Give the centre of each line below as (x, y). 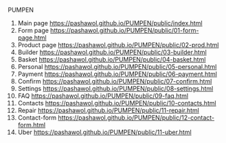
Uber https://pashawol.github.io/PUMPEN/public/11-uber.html (104, 132)
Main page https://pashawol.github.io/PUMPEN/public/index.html (110, 23)
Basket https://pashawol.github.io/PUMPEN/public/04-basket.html (112, 60)
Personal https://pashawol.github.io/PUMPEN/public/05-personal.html (117, 67)
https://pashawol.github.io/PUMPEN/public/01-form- (124, 30)
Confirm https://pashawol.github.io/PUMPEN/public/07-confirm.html (115, 81)
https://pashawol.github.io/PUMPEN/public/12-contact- (136, 118)
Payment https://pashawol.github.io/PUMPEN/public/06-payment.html (117, 74)
